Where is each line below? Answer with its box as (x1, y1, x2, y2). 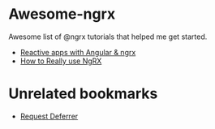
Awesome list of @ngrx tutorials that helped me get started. (8, 32, 208, 41)
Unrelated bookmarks (8, 84, 158, 103)
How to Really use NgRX (19, 56, 102, 66)
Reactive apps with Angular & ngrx (19, 47, 136, 57)
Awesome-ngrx (8, 5, 116, 24)
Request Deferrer (19, 111, 79, 121)
